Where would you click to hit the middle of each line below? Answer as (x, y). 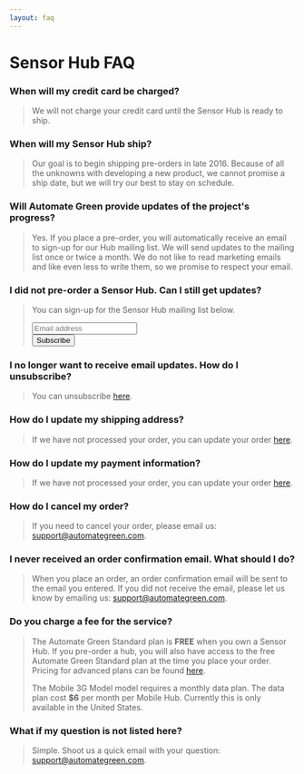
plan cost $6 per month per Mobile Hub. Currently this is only (146, 697)
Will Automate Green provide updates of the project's (130, 207)
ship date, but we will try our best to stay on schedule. (133, 183)
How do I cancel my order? (69, 506)
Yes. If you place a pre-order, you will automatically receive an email (159, 238)
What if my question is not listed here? (96, 730)
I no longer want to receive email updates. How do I (124, 365)
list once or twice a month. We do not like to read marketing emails (156, 257)
